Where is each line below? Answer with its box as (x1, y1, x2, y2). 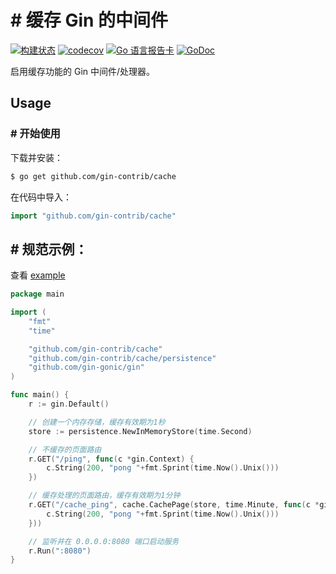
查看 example (10, 269, 66, 281)
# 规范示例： (10, 241, 88, 258)
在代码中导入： (10, 191, 72, 203)
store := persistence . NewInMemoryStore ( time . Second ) (28, 426, 253, 436)
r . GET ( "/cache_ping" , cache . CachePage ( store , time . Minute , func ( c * (28, 500, 320, 510)
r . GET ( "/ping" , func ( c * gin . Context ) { (28, 454, 195, 464)
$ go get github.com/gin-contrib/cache (10, 171, 177, 181)
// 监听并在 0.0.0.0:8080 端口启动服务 (28, 536, 180, 546)
